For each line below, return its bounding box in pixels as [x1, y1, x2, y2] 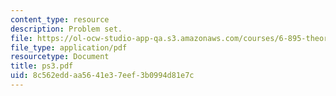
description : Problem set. [10, 24, 123, 34]
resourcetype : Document [10, 52, 110, 62]
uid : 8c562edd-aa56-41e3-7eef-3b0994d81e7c [10, 71, 195, 81]
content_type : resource [10, 14, 110, 25]
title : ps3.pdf [10, 61, 74, 71]
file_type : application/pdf [10, 42, 128, 53]
